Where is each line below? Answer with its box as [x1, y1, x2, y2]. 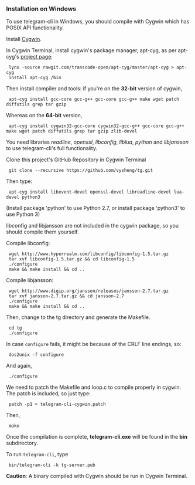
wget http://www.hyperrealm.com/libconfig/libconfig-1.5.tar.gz [8, 251, 169, 257]
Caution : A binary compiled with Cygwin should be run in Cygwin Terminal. [6, 473, 187, 480]
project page [20, 53, 52, 60]
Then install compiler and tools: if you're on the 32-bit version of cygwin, [6, 85, 183, 92]
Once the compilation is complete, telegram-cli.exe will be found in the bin [6, 433, 187, 440]
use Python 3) [6, 211, 40, 218]
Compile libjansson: [6, 277, 54, 284]
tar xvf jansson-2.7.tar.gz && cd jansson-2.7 [8, 293, 125, 299]
